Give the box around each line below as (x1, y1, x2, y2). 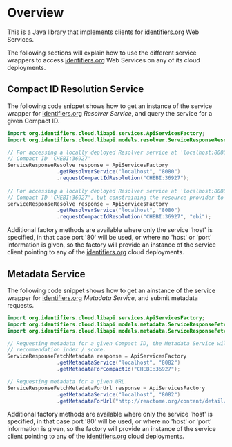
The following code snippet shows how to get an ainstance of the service (7, 286, 216, 295)
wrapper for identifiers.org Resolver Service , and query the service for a (7, 109, 213, 117)
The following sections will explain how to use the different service (7, 49, 197, 57)
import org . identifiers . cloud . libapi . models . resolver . (7, 137, 168, 143)
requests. (7, 301, 35, 309)
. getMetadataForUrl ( (56, 397, 116, 405)
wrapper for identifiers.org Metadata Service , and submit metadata (7, 293, 198, 302)
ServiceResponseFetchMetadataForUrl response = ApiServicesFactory (7, 385, 206, 392)
